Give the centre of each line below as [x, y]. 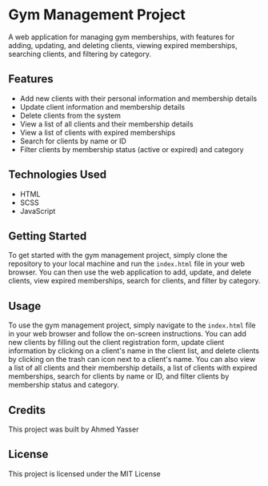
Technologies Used [57, 175]
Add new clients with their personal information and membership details [138, 98]
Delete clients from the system [70, 115]
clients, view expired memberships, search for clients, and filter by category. [134, 281]
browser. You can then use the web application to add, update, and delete [130, 272]
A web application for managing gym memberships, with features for [121, 37]
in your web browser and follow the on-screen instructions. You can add [127, 334]
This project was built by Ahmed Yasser [74, 429]
